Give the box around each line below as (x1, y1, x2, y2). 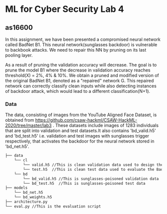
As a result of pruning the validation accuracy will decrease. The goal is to (5, 62, 157, 68)
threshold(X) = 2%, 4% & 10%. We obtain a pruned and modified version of (5, 72, 159, 78)
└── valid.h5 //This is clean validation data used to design (23, 162, 155, 167)
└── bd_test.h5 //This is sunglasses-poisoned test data (23, 181, 146, 186)
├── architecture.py (5, 200, 48, 205)
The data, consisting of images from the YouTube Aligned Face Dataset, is (5, 112, 157, 118)
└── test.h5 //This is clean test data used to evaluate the (23, 167, 155, 172)
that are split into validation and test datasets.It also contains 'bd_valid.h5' (5, 128, 156, 134)
